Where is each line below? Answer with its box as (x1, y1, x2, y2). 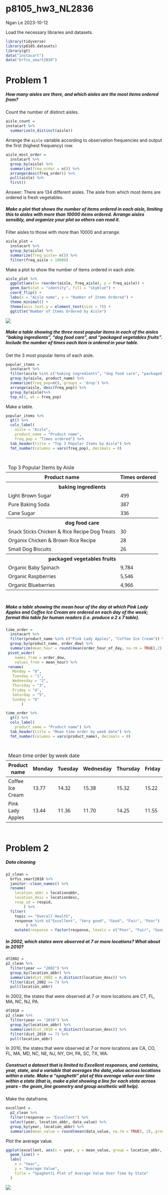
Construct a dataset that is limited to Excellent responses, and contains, (5, 1062, 159, 1068)
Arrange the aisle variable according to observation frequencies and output (5, 137, 163, 143)
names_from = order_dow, (14, 655, 66, 660)
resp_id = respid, (14, 900, 53, 905)
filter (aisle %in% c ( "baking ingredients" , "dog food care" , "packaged (10, 371, 163, 376)
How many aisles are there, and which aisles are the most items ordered (5, 91, 159, 98)
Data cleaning (5, 859, 36, 865)
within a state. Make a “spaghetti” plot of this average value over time (5, 1072, 155, 1078)
